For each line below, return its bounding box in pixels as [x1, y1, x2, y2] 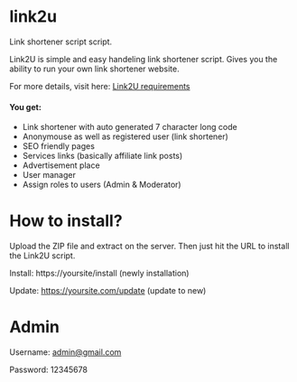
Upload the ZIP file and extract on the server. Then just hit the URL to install [9, 241, 290, 252]
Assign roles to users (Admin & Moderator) [22, 179, 182, 191]
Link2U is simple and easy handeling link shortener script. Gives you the [9, 53, 278, 64]
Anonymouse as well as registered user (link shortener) [22, 131, 228, 142]
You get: [9, 101, 42, 112]
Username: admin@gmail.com [9, 347, 122, 358]
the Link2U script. [9, 250, 76, 261]
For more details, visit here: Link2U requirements [9, 80, 190, 91]
